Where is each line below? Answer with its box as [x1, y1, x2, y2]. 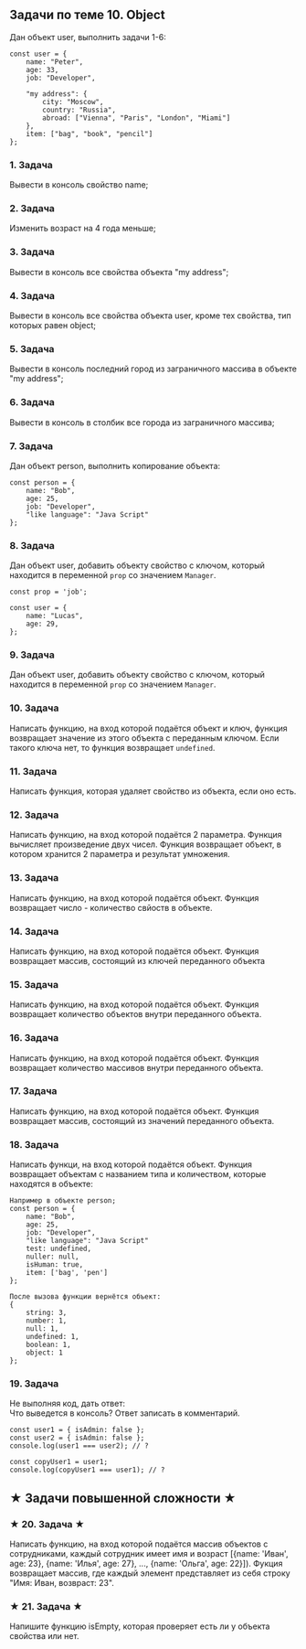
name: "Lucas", [26, 612, 84, 621]
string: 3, [26, 1308, 68, 1318]
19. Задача [9, 1377, 59, 1390]
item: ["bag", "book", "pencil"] [26, 129, 153, 138]
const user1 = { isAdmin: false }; [9, 1426, 145, 1435]
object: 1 [26, 1348, 64, 1357]
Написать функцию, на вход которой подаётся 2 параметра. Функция [9, 830, 282, 841]
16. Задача [9, 1032, 59, 1044]
